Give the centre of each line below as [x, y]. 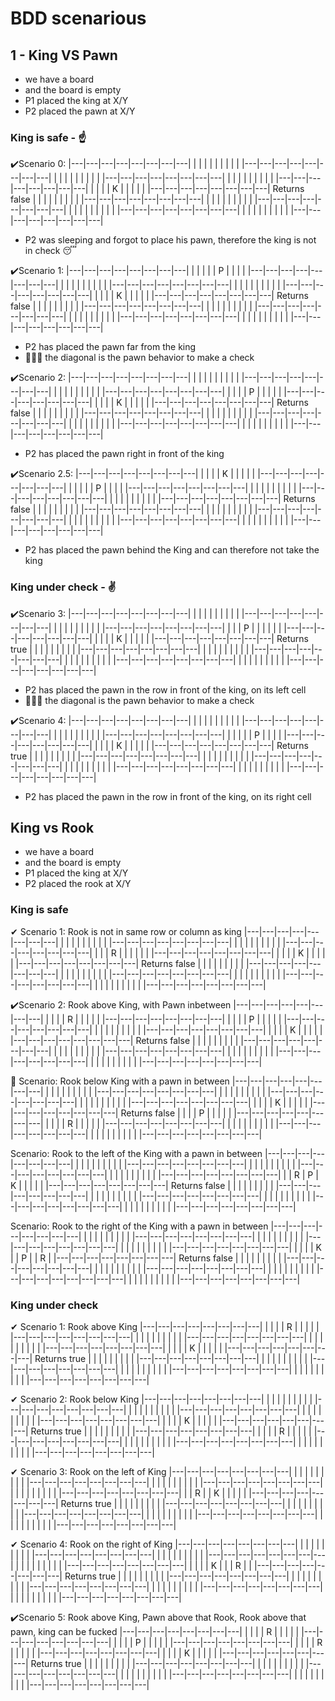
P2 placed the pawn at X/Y [80, 111]
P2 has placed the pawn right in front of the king [124, 454]
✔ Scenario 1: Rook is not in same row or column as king [126, 931]
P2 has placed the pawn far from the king [110, 347]
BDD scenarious [78, 18]
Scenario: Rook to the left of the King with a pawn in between [136, 1153]
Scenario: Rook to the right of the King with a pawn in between [139, 1226]
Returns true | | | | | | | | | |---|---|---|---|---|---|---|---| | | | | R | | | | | [171, 1431]
